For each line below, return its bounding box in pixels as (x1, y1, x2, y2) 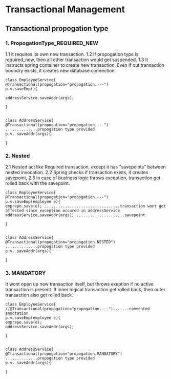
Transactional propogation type (5, 24, 109, 33)
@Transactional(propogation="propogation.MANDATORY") (5, 351, 123, 356)
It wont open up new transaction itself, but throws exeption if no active (5, 281, 154, 287)
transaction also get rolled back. (5, 292, 73, 298)
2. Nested (5, 152, 30, 159)
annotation (5, 311, 29, 316)
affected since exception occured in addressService (5, 208, 120, 214)
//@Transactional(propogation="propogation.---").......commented (5, 307, 150, 312)
